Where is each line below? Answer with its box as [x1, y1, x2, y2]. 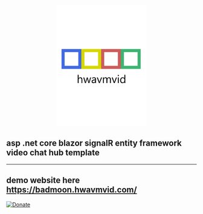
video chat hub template [6, 147, 100, 158]
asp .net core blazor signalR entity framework [6, 138, 182, 149]
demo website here [6, 175, 80, 186]
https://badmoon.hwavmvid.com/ [6, 185, 137, 195]
